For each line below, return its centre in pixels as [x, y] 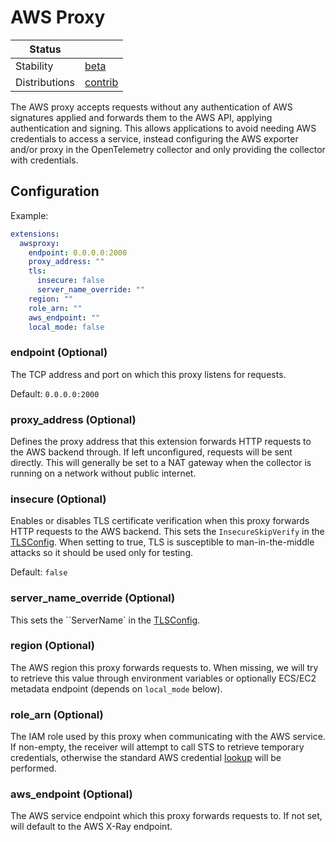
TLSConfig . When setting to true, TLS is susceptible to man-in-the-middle [162, 542]
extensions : [35, 234]
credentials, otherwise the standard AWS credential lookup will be [146, 758]
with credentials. [44, 160]
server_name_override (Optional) [93, 598]
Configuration [55, 191]
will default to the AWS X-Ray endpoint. [91, 827]
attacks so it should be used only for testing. [102, 553]
